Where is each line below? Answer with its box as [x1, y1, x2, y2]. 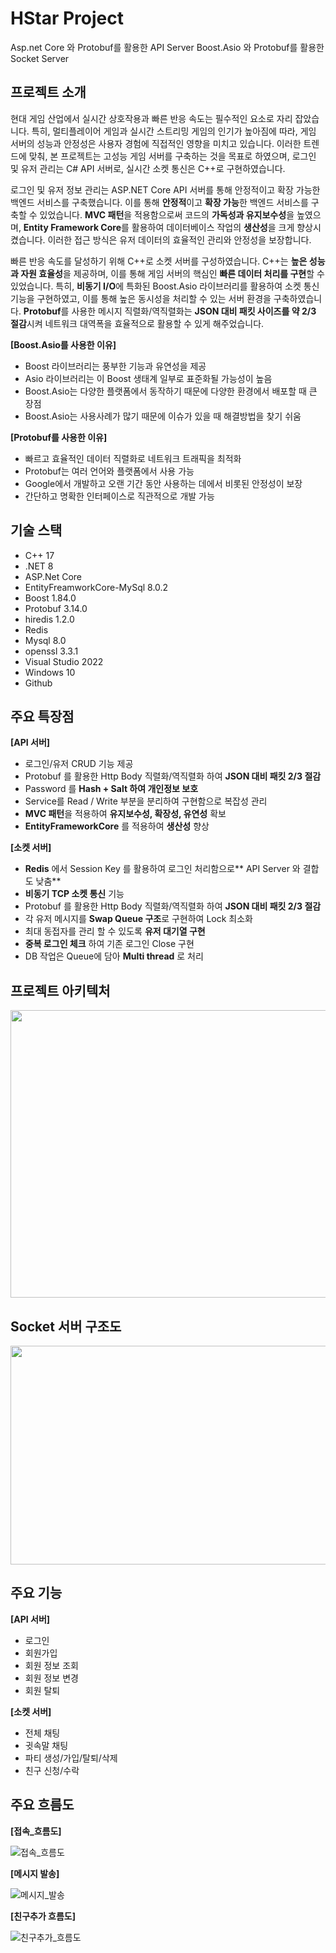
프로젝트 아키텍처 [10, 982, 111, 999]
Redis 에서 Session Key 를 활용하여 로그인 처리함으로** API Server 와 [24, 863, 301, 875]
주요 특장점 [10, 708, 75, 725]
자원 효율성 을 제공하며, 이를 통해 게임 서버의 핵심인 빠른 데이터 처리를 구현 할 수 [20, 267, 325, 279]
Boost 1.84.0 [24, 592, 77, 604]
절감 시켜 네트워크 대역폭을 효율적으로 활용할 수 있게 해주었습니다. [10, 317, 265, 329]
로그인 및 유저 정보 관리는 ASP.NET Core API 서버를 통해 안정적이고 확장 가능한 [10, 183, 321, 196]
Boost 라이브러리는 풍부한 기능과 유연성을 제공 [24, 360, 207, 372]
